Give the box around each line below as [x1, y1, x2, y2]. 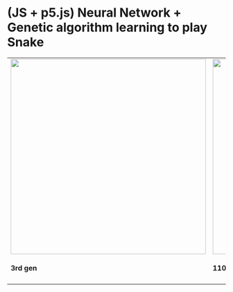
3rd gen [10, 264, 37, 273]
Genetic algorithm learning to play [7, 19, 208, 35]
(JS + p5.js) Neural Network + [7, 5, 182, 21]
